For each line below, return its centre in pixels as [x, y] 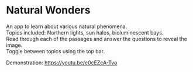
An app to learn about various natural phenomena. [67, 26]
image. [14, 45]
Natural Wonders [48, 10]
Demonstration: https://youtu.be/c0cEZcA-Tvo [62, 63]
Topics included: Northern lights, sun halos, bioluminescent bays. [85, 32]
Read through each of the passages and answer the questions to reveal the [96, 39]
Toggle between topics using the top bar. [56, 51]
